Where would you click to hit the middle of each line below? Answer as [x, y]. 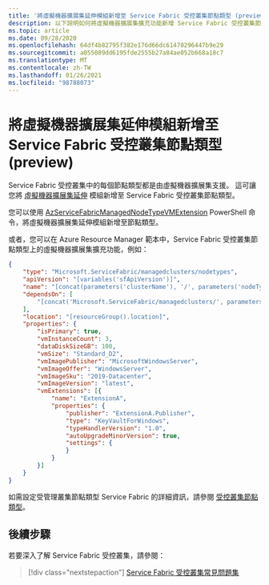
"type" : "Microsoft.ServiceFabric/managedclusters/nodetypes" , [130, 272]
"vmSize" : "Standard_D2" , [80, 354]
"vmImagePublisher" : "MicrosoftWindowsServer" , [118, 361]
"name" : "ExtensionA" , [89, 399]
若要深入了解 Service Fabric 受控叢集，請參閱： [87, 555]
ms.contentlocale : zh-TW [50, 68]
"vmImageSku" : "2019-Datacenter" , [94, 376]
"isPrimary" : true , [70, 332]
